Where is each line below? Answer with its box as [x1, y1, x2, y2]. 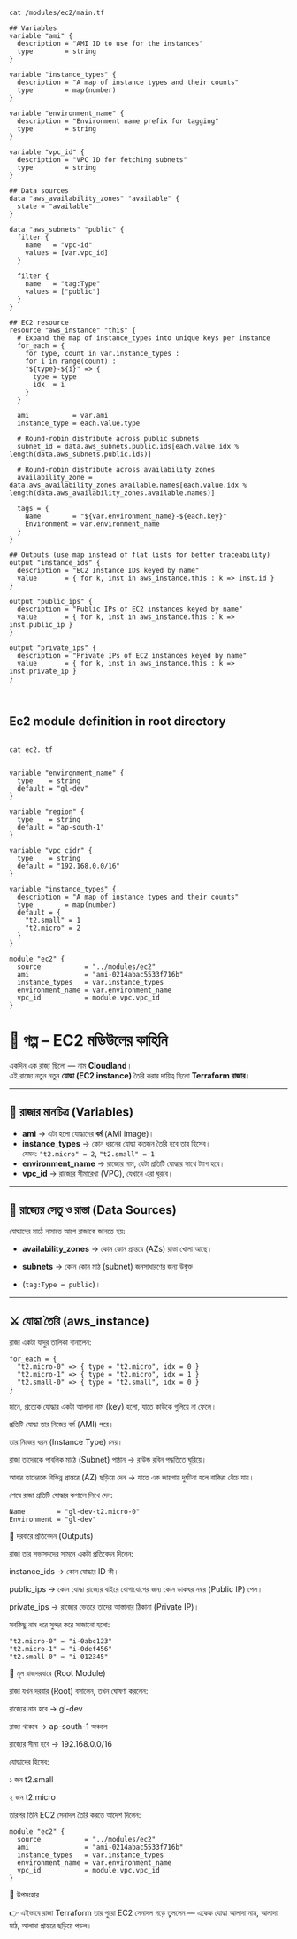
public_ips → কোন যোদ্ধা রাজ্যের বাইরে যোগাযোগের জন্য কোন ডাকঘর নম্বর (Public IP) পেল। [9, 1584, 263, 1595]
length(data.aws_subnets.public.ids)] [9, 450, 152, 459]
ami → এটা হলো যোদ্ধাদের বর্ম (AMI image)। [21, 1128, 155, 1139]
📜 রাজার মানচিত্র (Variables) [9, 1105, 134, 1120]
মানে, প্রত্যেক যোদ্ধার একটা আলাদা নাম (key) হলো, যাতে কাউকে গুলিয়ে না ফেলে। [9, 1402, 217, 1412]
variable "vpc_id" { [9, 148, 86, 157]
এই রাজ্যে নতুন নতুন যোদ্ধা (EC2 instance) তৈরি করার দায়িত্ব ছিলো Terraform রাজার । [9, 1070, 251, 1080]
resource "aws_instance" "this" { [9, 326, 137, 335]
